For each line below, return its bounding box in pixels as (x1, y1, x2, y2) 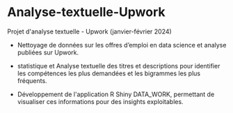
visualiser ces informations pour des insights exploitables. (17, 97, 184, 105)
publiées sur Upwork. (17, 48, 79, 56)
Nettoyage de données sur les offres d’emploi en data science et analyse (17, 40, 227, 49)
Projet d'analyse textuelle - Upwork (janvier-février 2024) (7, 27, 172, 36)
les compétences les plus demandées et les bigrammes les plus (17, 69, 201, 77)
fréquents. (17, 76, 47, 84)
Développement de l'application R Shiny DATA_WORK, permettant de (17, 90, 215, 98)
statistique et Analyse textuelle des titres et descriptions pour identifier (17, 61, 220, 70)
